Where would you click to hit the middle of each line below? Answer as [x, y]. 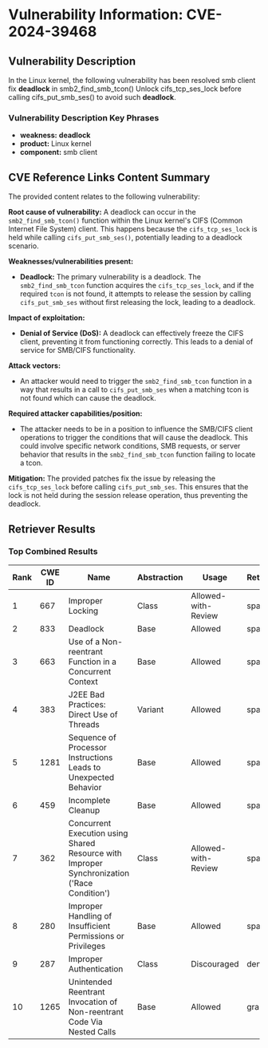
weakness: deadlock [55, 135]
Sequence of [93, 738]
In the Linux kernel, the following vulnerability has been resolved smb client [132, 80]
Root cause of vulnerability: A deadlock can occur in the [102, 212]
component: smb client [59, 152]
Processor [88, 747]
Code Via [86, 1022]
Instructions [91, 757]
